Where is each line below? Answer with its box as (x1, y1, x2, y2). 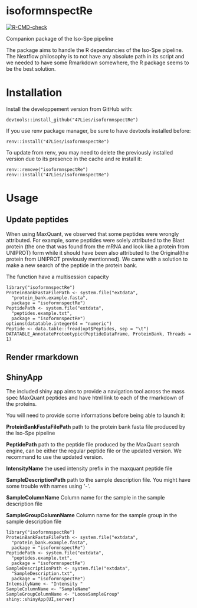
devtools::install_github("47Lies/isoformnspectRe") (6, 117, 139, 123)
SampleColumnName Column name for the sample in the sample (6, 494, 165, 501)
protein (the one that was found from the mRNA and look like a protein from (6, 243, 189, 250)
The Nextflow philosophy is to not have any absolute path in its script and (6, 52, 185, 60)
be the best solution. (6, 65, 56, 72)
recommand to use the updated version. (6, 453, 104, 461)
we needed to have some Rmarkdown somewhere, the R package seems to (6, 59, 189, 66)
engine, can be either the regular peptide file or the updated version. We (6, 447, 182, 455)
